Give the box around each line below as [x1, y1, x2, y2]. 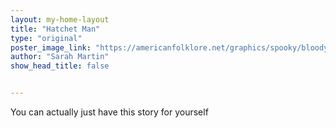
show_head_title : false [10, 61, 110, 71]
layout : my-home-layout [10, 14, 110, 25]
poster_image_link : [10, 42, 92, 53]
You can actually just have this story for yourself [10, 106, 209, 118]
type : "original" [10, 33, 83, 43]
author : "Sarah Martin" [10, 52, 110, 62]
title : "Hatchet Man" [10, 24, 101, 34]
